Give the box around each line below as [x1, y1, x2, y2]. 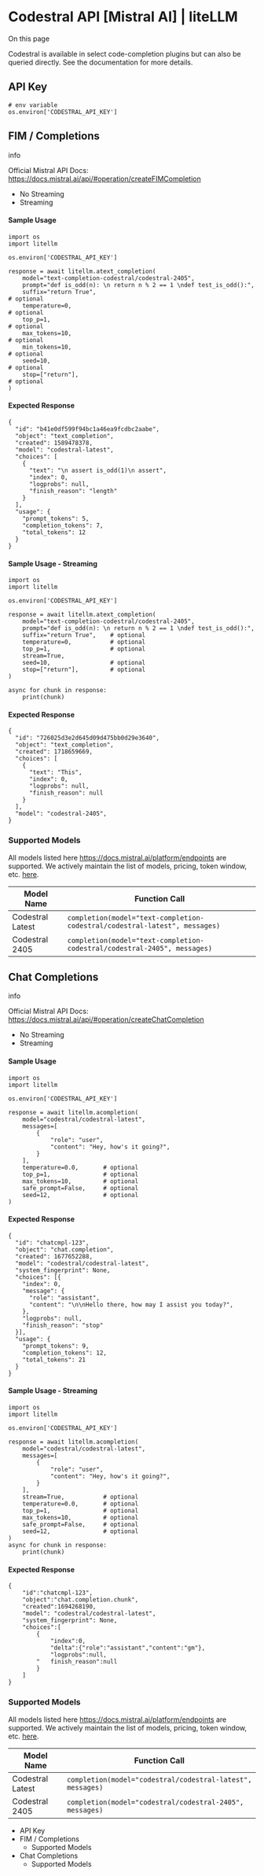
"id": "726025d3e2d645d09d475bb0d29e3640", [15, 734, 159, 743]
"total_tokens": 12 [22, 528, 86, 536]
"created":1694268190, [22, 1603, 97, 1611]
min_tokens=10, [22, 343, 72, 351]
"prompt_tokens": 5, [22, 514, 90, 522]
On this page [8, 34, 49, 43]
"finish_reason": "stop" [22, 1321, 104, 1329]
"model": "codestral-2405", [15, 810, 108, 818]
